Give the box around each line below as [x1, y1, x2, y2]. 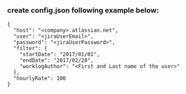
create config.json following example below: [7, 5, 160, 15]
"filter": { [13, 45, 48, 52]
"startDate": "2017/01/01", [19, 51, 100, 58]
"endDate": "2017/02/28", [19, 57, 94, 64]
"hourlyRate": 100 [13, 75, 67, 82]
